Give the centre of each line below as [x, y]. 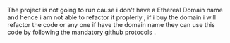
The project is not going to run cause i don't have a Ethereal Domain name [115, 10]
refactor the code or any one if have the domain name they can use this [111, 25]
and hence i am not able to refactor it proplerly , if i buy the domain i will [112, 17]
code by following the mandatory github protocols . [82, 32]
